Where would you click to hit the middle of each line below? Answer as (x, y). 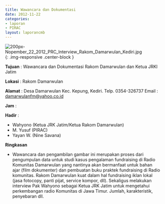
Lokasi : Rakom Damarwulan (34, 81)
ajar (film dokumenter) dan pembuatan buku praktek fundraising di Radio (86, 170)
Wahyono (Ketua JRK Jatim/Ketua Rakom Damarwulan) (68, 125)
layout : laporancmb (25, 33)
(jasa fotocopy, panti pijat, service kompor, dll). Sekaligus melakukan (82, 181)
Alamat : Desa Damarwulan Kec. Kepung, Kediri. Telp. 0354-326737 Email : (82, 91)
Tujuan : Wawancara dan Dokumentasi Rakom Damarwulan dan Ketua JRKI (81, 67)
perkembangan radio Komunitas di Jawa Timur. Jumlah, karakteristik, (82, 191)
